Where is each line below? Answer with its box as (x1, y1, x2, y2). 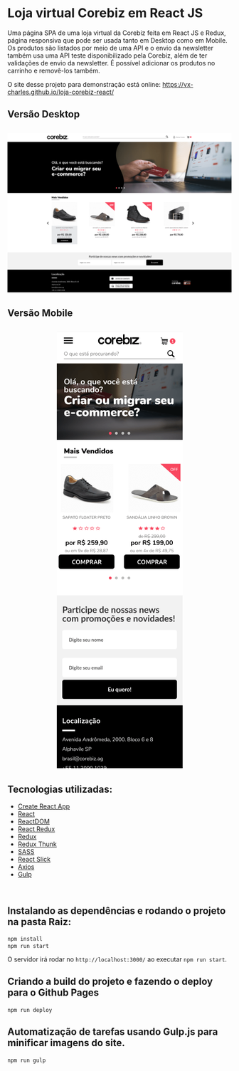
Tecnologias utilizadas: (7, 783, 112, 795)
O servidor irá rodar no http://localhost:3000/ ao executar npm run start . (7, 955, 228, 964)
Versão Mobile (7, 307, 73, 319)
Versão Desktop (7, 108, 80, 120)
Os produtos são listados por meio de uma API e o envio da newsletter (7, 43, 213, 52)
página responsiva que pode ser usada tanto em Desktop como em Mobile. (7, 36, 228, 44)
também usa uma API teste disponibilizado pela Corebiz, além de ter (7, 51, 208, 60)
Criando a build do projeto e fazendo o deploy (7, 976, 213, 988)
